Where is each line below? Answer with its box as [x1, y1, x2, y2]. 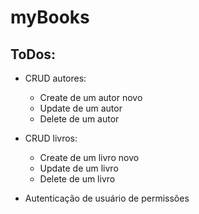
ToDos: [10, 46, 57, 63]
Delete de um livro [39, 173, 116, 185]
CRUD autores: [24, 72, 87, 84]
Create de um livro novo [39, 152, 140, 163]
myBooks [10, 6, 90, 29]
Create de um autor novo [39, 92, 143, 103]
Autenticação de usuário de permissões [24, 192, 190, 204]
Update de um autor [39, 102, 123, 114]
